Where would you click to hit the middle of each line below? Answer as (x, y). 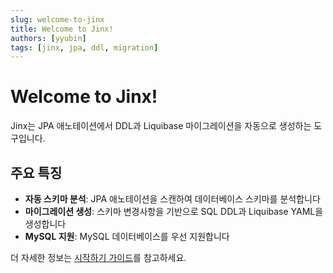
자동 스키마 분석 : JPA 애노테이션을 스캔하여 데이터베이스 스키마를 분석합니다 (172, 199)
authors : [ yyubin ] (48, 38)
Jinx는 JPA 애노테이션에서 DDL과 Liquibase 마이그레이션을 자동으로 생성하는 (161, 126)
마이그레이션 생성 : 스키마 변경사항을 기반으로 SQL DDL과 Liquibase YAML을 (174, 211)
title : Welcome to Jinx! (62, 29)
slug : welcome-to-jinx (57, 19)
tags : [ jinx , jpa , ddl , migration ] (84, 47)
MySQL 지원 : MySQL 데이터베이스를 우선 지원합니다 (127, 236)
